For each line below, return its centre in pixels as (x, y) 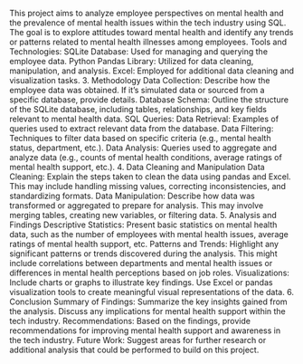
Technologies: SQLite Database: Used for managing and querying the (139, 52)
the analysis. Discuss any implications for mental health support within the (148, 311)
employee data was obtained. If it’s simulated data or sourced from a (137, 90)
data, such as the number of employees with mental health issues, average (149, 234)
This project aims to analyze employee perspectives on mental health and (147, 13)
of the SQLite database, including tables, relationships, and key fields (138, 109)
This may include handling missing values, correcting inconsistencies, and (148, 186)
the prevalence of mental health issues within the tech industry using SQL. (148, 23)
